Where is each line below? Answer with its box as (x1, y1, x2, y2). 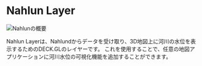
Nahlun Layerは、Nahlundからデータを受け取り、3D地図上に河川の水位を (6, 37, 191, 45)
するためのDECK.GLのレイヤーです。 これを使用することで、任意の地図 (11, 45, 190, 53)
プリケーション (6, 53, 44, 60)
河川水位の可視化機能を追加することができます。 (48, 53, 172, 60)
